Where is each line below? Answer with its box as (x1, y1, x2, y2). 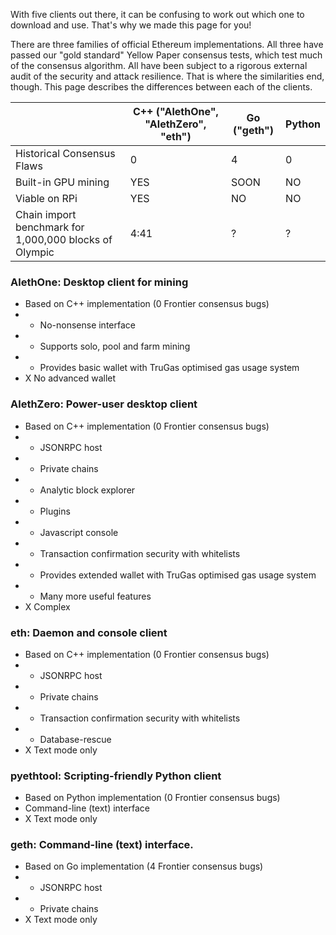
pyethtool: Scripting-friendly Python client (10, 769, 222, 783)
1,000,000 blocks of (15, 233, 113, 246)
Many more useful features (39, 590, 152, 602)
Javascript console (39, 526, 119, 538)
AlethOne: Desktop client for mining (10, 275, 189, 289)
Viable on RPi (15, 192, 78, 205)
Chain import (15, 208, 77, 221)
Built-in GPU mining (15, 175, 110, 189)
